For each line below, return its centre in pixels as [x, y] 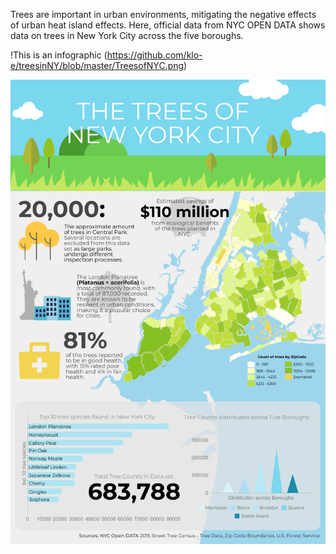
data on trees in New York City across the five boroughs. [127, 35]
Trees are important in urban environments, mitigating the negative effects [163, 14]
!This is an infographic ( [59, 55]
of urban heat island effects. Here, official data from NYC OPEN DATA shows [168, 25]
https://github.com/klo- [154, 55]
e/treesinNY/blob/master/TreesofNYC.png [97, 65]
